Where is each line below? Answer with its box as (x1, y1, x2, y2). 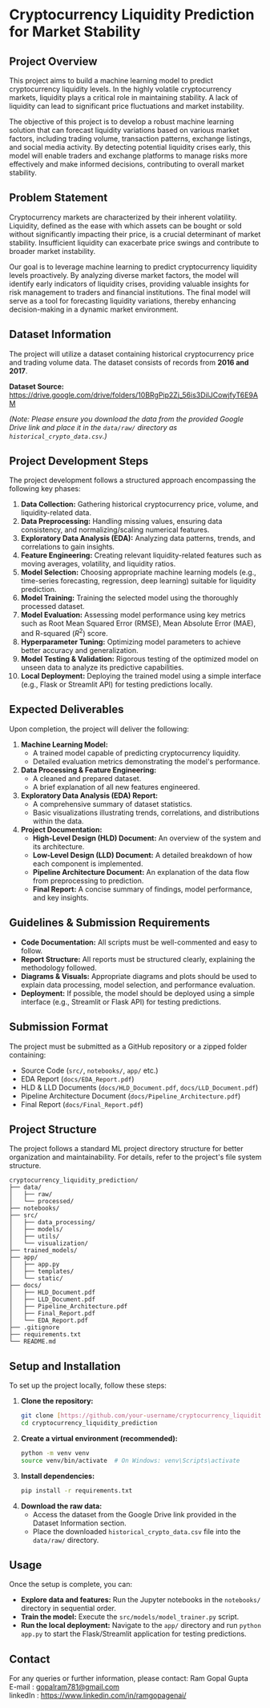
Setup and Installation (9, 1360, 121, 1373)
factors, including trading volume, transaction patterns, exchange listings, (9, 134, 252, 143)
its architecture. (32, 841, 85, 851)
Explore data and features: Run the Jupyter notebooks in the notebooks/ (20, 1595, 261, 1605)
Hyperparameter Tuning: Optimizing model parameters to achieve (20, 637, 241, 647)
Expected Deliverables (9, 703, 124, 716)
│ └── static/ (9, 1275, 63, 1283)
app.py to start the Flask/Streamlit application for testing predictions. (20, 1629, 247, 1639)
